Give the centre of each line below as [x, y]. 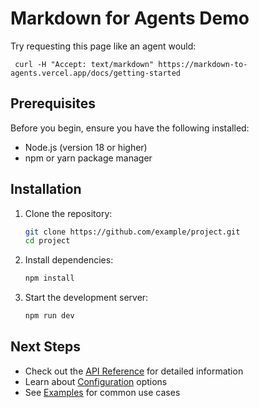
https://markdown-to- [203, 64]
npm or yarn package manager [88, 158]
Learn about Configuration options [96, 381]
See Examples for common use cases [102, 392]
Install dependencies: [69, 260]
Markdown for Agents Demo [130, 18]
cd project [47, 241]
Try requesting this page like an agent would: [103, 46]
